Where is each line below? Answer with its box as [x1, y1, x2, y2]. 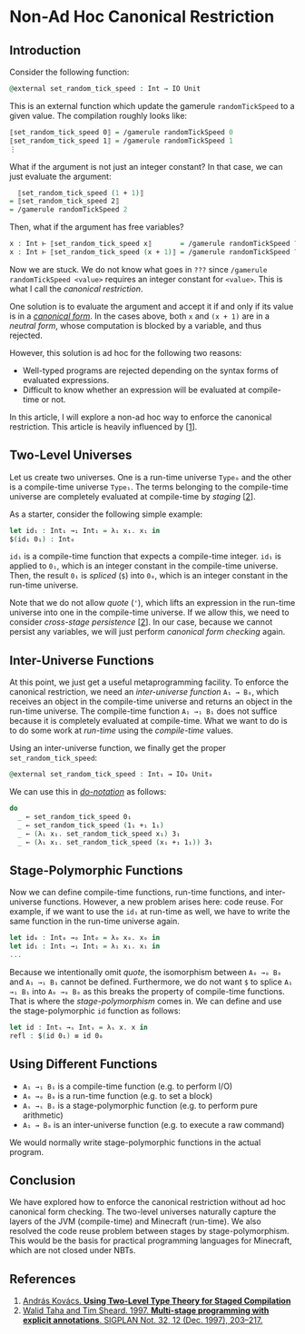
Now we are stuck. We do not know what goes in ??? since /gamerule [9, 263, 268, 274]
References [9, 1271, 76, 1287]
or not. [41, 393, 66, 405]
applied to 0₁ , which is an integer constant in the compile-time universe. [9, 560, 279, 571]
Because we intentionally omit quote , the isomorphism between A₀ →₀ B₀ [9, 966, 282, 977]
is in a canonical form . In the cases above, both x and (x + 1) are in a [9, 311, 271, 321]
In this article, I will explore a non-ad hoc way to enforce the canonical [9, 411, 272, 422]
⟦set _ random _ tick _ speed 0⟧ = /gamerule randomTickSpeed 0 [9, 127, 233, 137]
